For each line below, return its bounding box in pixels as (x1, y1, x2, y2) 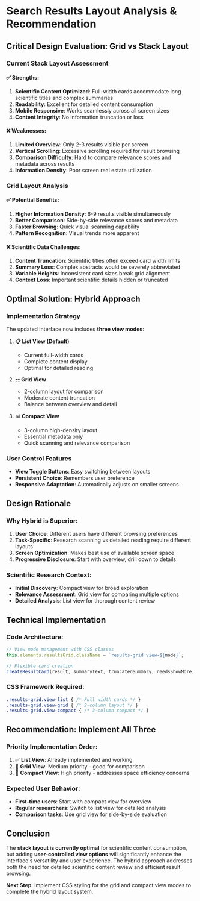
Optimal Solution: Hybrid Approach (6, 294, 141, 304)
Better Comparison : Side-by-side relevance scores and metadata (14, 217, 178, 224)
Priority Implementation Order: (6, 742, 98, 751)
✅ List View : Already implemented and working (14, 756, 133, 763)
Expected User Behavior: (6, 784, 80, 793)
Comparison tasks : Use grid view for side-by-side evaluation (14, 811, 167, 818)
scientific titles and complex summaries (14, 94, 114, 101)
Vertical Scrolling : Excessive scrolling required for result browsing (14, 147, 180, 154)
